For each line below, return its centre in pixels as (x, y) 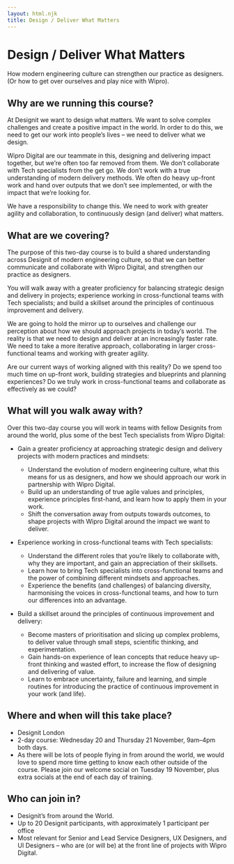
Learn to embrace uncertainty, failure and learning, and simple (117, 679)
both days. (33, 747)
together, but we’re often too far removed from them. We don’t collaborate (114, 163)
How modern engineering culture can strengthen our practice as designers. (116, 74)
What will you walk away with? (75, 411)
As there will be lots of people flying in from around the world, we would (121, 755)
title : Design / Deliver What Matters (63, 20)
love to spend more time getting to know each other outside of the (112, 762)
